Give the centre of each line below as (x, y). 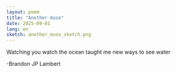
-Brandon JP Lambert (34, 64)
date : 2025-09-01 (28, 23)
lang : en (17, 29)
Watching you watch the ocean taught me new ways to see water (88, 52)
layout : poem (23, 12)
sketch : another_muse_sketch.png (49, 35)
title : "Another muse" (35, 18)
